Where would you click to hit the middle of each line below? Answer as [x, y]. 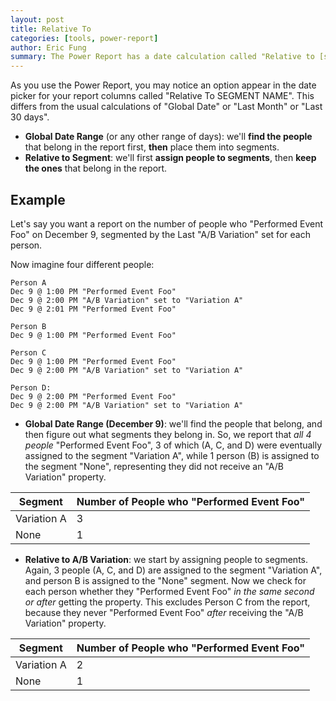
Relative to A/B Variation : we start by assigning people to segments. [166, 559]
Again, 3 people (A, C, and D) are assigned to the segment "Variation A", [173, 570]
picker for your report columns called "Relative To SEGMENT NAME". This [162, 96]
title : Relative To [51, 29]
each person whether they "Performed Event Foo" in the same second [169, 591]
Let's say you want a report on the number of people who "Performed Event [167, 223]
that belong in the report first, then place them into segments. [152, 147]
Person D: [31, 387]
